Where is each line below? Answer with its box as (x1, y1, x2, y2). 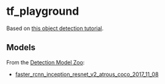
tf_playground (6, 4, 79, 18)
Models (6, 42, 35, 53)
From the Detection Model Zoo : (6, 58, 85, 66)
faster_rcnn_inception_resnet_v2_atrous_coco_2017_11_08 (15, 71, 159, 78)
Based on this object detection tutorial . (6, 25, 104, 32)
